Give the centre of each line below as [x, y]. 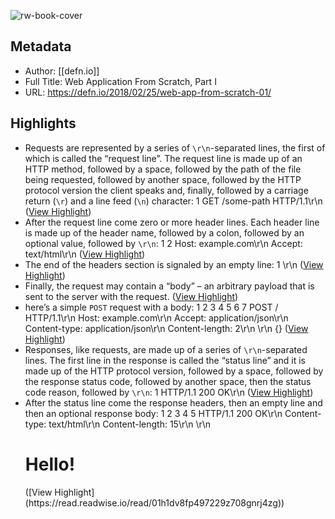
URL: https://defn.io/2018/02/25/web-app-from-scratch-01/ [148, 92]
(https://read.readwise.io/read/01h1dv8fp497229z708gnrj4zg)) [154, 502]
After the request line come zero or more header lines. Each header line [172, 222]
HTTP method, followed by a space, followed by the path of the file [163, 169]
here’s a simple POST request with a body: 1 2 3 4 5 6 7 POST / [151, 307]
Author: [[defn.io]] [62, 71]
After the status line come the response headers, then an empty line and [173, 402]
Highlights [43, 123]
